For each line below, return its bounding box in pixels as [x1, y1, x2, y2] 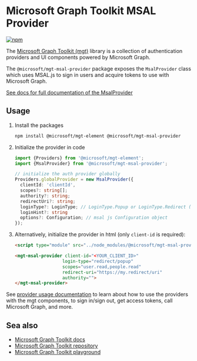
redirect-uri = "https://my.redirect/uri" [62, 269, 163, 275]
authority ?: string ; [20, 193, 71, 199]
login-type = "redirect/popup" [62, 258, 133, 264]
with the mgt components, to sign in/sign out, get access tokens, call [6, 297, 173, 304]
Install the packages [14, 122, 64, 129]
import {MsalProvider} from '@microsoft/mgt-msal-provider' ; [14, 161, 168, 166]
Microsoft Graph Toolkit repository [14, 342, 98, 349]
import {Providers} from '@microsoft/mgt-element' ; [14, 155, 144, 161]
